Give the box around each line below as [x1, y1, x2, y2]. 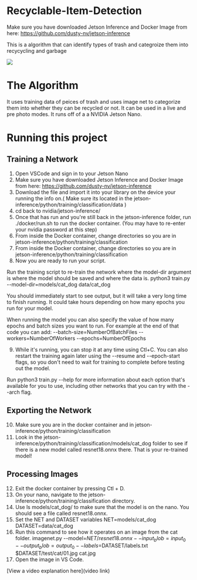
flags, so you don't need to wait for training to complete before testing [15, 359, 185, 366]
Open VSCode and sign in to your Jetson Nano [15, 170, 128, 177]
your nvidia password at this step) [15, 226, 97, 233]
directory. [111, 497, 135, 504]
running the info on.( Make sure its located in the [15, 195, 133, 202]
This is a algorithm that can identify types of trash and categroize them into [6, 41, 189, 48]
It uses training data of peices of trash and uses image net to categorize [6, 98, 181, 105]
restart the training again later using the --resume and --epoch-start [15, 352, 181, 359]
